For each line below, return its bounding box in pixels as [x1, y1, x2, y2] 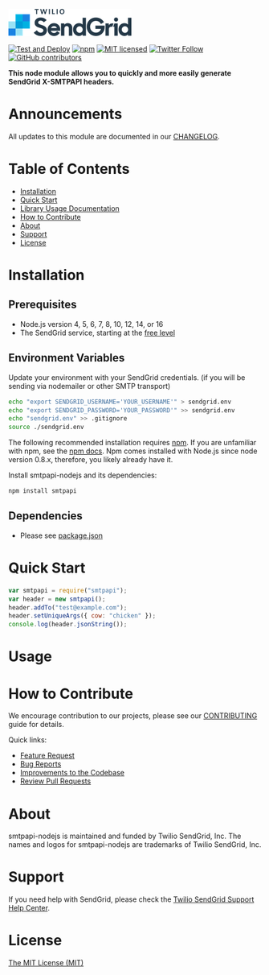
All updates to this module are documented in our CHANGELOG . [8, 131, 220, 141]
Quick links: [8, 735, 47, 745]
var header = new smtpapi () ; [8, 595, 106, 603]
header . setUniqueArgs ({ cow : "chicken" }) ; [8, 612, 157, 620]
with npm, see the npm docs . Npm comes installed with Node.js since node [8, 446, 258, 456]
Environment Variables [8, 351, 125, 365]
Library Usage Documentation [19, 203, 120, 213]
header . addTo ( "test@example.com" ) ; [8, 603, 128, 612]
